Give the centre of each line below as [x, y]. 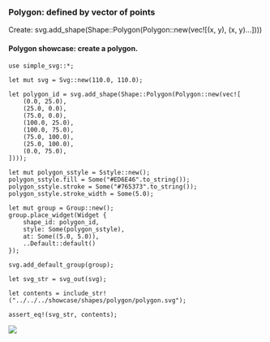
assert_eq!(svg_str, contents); [63, 314]
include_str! [85, 293]
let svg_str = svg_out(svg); [58, 279]
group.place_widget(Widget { [58, 215]
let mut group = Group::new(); [61, 208]
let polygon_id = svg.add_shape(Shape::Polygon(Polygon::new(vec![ [125, 94]
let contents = [34, 293]
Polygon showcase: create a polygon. [73, 48]
